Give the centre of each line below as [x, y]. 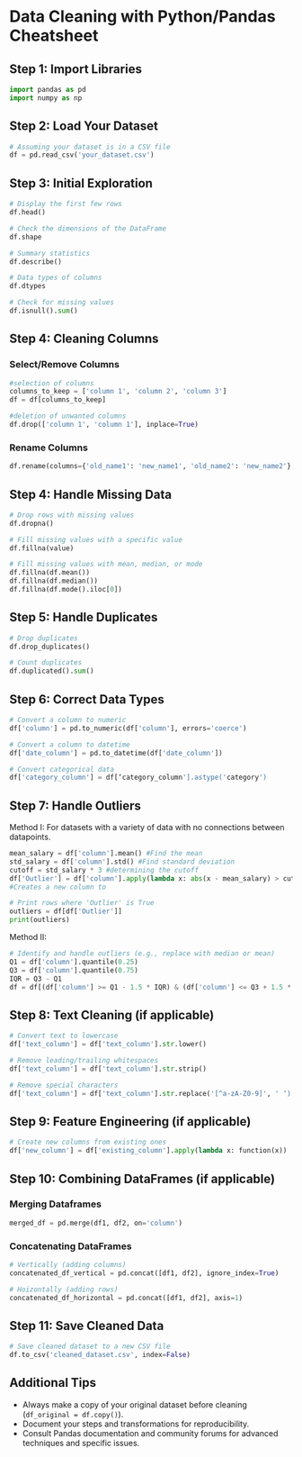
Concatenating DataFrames [71, 1246]
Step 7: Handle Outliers [75, 805]
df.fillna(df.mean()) [50, 573]
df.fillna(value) [42, 548]
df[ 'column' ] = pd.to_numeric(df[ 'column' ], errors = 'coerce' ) [128, 728]
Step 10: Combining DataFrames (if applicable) [142, 1178]
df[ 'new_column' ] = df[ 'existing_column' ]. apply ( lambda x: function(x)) [148, 1151]
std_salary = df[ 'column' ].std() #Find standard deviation [122, 862]
